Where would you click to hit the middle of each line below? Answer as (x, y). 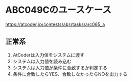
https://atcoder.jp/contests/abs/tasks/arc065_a (55, 24)
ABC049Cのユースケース (59, 10)
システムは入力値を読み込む (42, 61)
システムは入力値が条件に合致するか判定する (60, 67)
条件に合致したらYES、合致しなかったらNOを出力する (70, 74)
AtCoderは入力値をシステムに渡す (49, 55)
